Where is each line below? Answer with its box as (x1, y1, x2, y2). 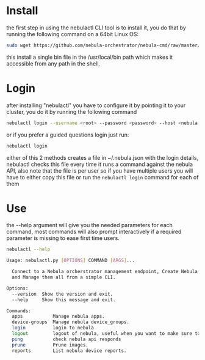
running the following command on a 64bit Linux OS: (6, 30, 139, 37)
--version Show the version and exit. (12, 291, 113, 297)
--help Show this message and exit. (12, 296, 116, 303)
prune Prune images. (12, 342, 88, 348)
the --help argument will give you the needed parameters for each (6, 222, 173, 229)
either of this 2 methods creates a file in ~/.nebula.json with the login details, (6, 154, 199, 161)
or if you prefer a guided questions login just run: (6, 131, 129, 138)
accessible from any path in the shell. (6, 59, 101, 67)
